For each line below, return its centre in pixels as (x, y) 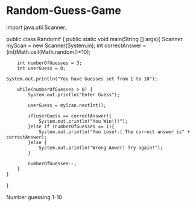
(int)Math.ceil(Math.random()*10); (49, 51)
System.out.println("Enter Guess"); (74, 94)
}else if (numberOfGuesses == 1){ (71, 126)
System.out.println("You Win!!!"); (83, 121)
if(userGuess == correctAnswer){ (70, 116)
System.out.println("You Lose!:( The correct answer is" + (114, 132)
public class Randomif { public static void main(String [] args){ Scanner (94, 39)
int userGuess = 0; (42, 68)
